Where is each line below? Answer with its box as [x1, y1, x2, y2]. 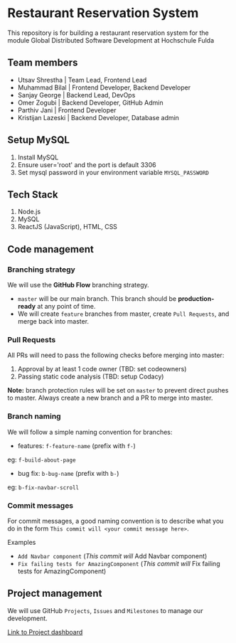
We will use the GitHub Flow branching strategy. [7, 281, 149, 289]
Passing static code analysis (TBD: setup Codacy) [17, 372, 164, 381]
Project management [7, 588, 102, 600]
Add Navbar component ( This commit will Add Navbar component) [17, 551, 208, 560]
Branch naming [7, 411, 62, 421]
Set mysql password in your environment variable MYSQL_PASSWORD [17, 168, 210, 176]
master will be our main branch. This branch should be [17, 294, 176, 303]
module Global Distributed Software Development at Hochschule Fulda [7, 36, 215, 44]
